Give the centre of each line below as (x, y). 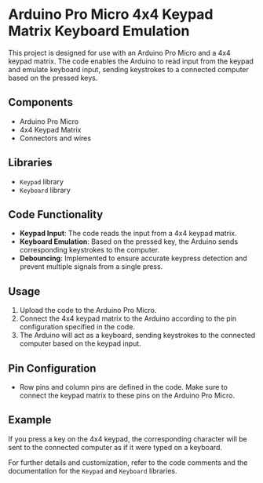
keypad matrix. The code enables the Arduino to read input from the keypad (131, 61)
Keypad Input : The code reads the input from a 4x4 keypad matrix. (128, 234)
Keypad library (42, 181)
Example (30, 420)
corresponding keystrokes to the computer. (89, 250)
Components (40, 102)
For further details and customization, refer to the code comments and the (128, 462)
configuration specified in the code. (77, 327)
